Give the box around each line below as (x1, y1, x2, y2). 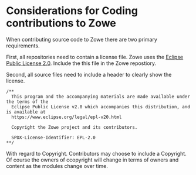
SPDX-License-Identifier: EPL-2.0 (11, 135, 96, 140)
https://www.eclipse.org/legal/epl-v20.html (11, 114, 122, 120)
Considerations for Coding (6, 4, 138, 18)
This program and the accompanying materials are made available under (11, 94, 191, 99)
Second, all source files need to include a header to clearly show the (6, 71, 172, 78)
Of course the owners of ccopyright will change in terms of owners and (6, 156, 179, 163)
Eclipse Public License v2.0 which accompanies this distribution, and (11, 104, 191, 109)
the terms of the (6, 98, 49, 105)
